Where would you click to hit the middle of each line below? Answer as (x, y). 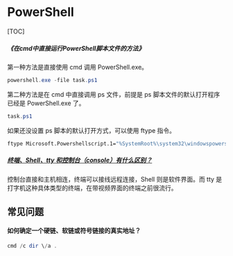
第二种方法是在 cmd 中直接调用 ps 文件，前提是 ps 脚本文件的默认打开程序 (114, 94)
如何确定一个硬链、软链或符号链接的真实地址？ (74, 231)
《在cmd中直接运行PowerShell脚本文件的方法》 (76, 48)
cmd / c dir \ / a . (32, 246)
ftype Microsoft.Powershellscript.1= (62, 143)
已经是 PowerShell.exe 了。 (46, 103)
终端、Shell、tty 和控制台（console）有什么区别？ (80, 160)
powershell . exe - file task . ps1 (52, 80)
